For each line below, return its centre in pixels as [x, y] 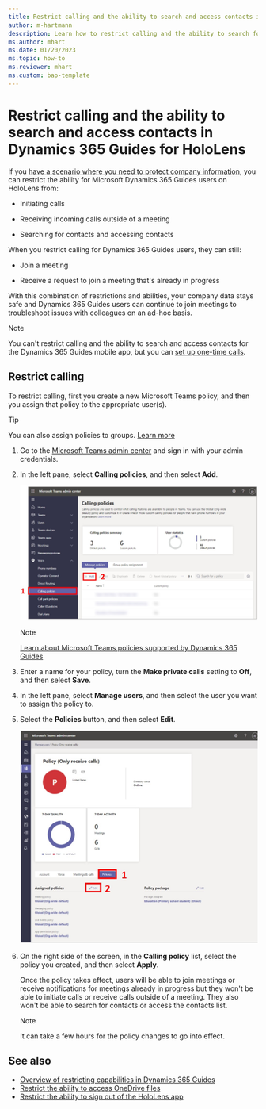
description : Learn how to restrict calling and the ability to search [129, 33]
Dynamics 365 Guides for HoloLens [127, 149]
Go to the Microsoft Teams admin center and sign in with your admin [131, 450]
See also [30, 1061]
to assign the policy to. [57, 704]
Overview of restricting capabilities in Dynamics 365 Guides [117, 1080]
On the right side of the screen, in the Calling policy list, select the [128, 956]
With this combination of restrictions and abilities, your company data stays [131, 295]
